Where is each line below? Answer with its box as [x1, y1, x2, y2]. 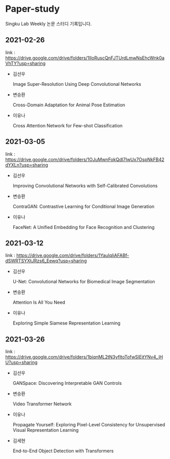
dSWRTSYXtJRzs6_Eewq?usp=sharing [5, 258, 87, 264]
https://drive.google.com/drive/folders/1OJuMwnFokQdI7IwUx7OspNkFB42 [5, 156, 164, 163]
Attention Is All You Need [12, 300, 65, 306]
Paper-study [5, 3, 60, 15]
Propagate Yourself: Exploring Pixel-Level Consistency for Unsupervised [12, 422, 165, 428]
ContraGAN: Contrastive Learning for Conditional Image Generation [12, 203, 155, 210]
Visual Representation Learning [12, 427, 79, 433]
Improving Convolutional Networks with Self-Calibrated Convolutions [12, 182, 158, 189]
